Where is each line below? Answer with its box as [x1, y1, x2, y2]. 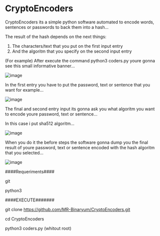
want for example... [5, 87, 44, 93]
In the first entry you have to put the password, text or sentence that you [5, 81, 151, 88]
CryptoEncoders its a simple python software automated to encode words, [5, 19, 155, 25]
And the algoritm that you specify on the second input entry [12, 48, 132, 54]
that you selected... [5, 150, 44, 156]
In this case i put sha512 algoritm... [5, 120, 74, 126]
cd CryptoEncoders [5, 216, 44, 222]
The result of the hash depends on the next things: [5, 34, 107, 39]
